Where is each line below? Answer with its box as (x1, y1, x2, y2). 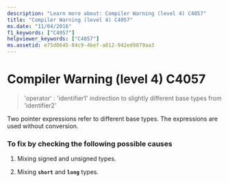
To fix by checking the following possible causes (7, 138, 173, 148)
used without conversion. (7, 121, 79, 130)
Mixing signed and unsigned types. (16, 155, 116, 163)
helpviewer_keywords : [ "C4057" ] (7, 36, 99, 42)
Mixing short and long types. (16, 168, 99, 176)
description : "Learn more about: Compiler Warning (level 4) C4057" (7, 10, 207, 17)
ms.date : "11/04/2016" (7, 23, 72, 29)
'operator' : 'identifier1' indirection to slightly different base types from (23, 94, 222, 102)
